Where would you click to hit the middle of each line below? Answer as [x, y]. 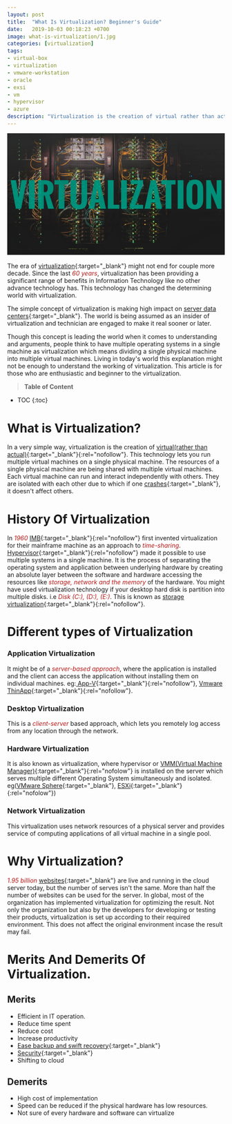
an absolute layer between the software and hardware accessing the [105, 575]
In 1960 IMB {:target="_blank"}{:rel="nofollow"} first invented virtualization [112, 538]
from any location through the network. [63, 731]
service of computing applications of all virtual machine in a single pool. [109, 833]
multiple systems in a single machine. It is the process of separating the [109, 560]
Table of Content [49, 387]
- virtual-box [28, 59]
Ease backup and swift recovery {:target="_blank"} [89, 1045]
